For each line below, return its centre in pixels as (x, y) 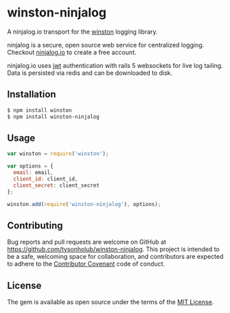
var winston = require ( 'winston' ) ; (58, 154)
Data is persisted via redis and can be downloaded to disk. (90, 73)
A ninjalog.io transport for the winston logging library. (82, 32)
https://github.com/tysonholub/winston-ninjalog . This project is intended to (113, 249)
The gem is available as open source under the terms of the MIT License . (111, 302)
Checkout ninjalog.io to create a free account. (72, 52)
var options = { (30, 166)
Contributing (35, 225)
